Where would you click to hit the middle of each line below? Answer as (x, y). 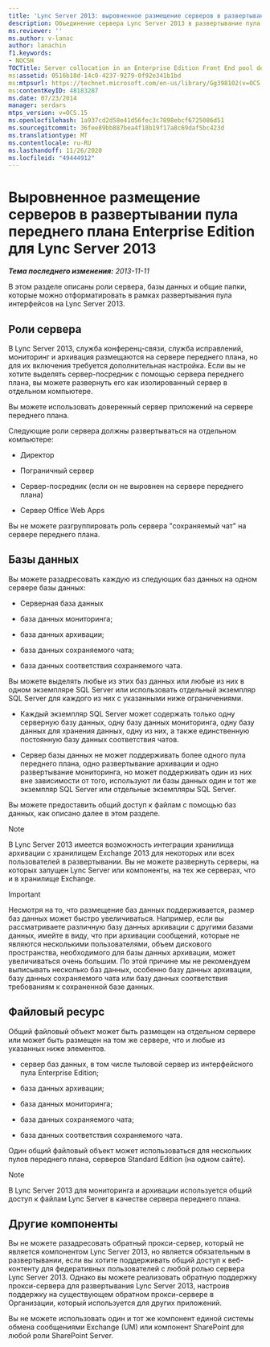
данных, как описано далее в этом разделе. (84, 813)
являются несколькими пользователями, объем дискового (110, 944)
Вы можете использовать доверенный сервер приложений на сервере (131, 407)
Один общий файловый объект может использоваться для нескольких (130, 1150)
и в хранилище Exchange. (52, 878)
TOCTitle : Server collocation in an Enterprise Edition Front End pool (131, 68)
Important (25, 894)
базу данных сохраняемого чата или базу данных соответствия (118, 978)
